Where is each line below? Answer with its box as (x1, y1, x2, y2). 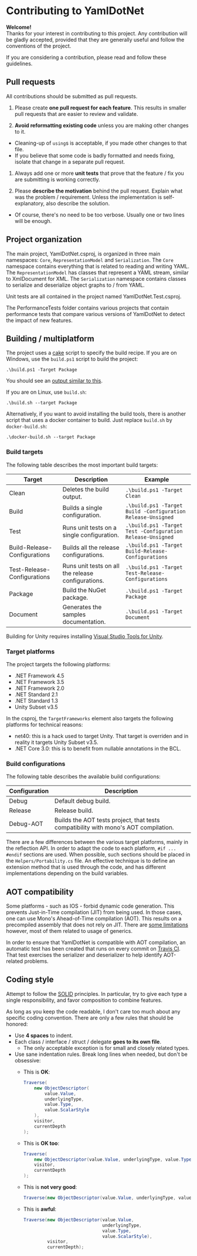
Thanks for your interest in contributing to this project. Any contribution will (6, 29, 188, 36)
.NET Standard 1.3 (14, 697, 59, 704)
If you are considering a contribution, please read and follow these (6, 54, 167, 61)
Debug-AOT (9, 820, 43, 828)
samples (62, 610, 86, 619)
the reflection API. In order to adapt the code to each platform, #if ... (6, 845, 176, 852)
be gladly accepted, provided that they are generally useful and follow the (6, 36, 185, 43)
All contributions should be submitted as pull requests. (6, 92, 138, 99)
